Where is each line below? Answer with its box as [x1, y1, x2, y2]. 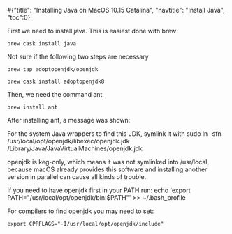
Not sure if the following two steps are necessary [7, 52, 149, 61]
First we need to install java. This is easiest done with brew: [7, 27, 178, 35]
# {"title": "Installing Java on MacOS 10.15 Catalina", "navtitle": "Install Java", [7, 6, 225, 14]
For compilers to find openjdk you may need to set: [7, 207, 154, 215]
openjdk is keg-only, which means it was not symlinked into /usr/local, [7, 158, 210, 166]
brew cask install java [7, 40, 77, 47]
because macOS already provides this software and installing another [7, 165, 208, 173]
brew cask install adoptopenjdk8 [7, 78, 105, 85]
